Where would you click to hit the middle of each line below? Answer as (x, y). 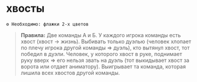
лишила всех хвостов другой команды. (70, 73)
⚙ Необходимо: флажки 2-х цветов (47, 24)
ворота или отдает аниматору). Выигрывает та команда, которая (103, 66)
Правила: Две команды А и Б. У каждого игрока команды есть (101, 35)
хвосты (26, 9)
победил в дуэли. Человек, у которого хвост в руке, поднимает (101, 54)
